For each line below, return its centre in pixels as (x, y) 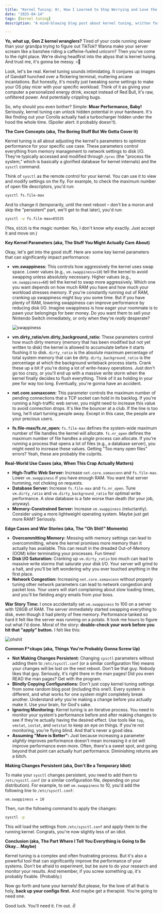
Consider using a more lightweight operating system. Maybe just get (80, 514)
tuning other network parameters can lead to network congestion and (82, 584)
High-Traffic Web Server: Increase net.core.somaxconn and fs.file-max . (85, 473)
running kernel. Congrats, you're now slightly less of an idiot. (66, 831)
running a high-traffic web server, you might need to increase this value (84, 403)
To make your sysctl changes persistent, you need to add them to (71, 775)
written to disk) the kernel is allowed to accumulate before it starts (78, 347)
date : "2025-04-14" (25, 14)
